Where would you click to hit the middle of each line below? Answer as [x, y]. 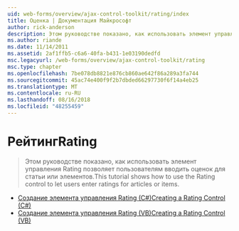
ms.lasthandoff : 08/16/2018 [49, 100]
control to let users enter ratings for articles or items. [102, 184]
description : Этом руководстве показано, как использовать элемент [110, 34]
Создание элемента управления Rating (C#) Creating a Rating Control [121, 198]
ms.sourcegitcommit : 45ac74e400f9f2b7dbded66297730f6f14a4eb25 [103, 80]
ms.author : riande [34, 41]
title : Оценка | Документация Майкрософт [70, 21]
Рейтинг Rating [52, 142]
